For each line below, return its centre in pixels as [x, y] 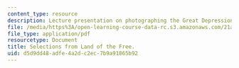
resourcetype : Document [43, 40]
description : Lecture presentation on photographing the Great [103, 21]
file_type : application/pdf [49, 34]
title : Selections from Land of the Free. [71, 47]
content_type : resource [43, 14]
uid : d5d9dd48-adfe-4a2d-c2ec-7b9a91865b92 [73, 54]
